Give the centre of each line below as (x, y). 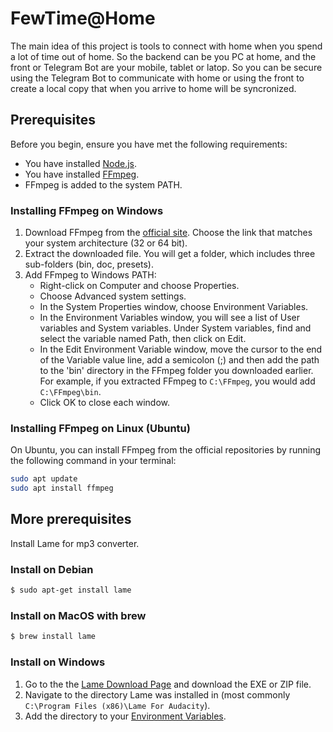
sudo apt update (44, 479)
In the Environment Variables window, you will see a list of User (169, 318)
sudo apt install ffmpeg (62, 488)
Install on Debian (52, 569)
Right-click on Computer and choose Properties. (139, 286)
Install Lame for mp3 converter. (75, 543)
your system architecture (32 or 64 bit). (106, 243)
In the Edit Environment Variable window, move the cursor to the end (181, 349)
